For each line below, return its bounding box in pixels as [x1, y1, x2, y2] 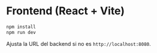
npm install [6, 24, 36, 30]
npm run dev [6, 29, 36, 35]
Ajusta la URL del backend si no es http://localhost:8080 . [6, 40, 151, 47]
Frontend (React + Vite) [6, 4, 125, 18]
